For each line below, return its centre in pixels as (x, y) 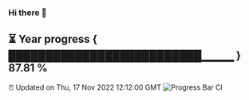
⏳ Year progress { (53, 39)
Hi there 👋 (28, 13)
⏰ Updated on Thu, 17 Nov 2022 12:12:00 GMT (85, 87)
